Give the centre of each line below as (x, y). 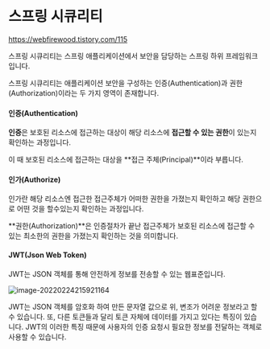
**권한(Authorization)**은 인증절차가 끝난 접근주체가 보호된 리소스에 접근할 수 (132, 226)
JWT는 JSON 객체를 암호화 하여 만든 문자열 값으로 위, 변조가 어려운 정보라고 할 (133, 306)
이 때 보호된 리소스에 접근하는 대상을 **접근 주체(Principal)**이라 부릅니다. (126, 160)
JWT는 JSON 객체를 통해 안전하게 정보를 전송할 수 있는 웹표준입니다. (117, 273)
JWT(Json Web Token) (48, 255)
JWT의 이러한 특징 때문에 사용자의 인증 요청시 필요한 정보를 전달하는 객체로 (144, 326)
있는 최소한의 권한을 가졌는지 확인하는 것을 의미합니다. (93, 236)
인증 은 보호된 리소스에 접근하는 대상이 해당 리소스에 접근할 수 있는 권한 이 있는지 (133, 133)
